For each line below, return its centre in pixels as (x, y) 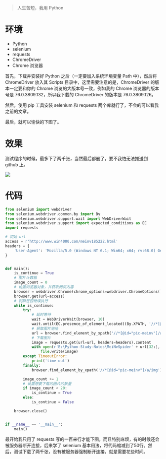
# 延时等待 (41, 315)
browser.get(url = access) (40, 296)
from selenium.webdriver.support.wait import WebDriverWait (68, 219)
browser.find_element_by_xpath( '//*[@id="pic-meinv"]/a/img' (96, 370)
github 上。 (17, 164)
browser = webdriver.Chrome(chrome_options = (61, 292)
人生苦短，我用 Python (40, 8)
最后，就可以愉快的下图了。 (33, 122)
